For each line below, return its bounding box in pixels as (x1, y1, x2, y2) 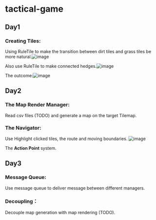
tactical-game (5, 3, 63, 15)
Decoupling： (5, 198, 38, 205)
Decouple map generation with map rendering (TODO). (5, 209, 116, 215)
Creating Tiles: (5, 38, 41, 44)
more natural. (5, 54, 32, 60)
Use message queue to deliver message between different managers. (5, 185, 145, 191)
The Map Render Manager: (5, 101, 70, 108)
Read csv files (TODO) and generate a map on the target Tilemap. (5, 112, 137, 118)
